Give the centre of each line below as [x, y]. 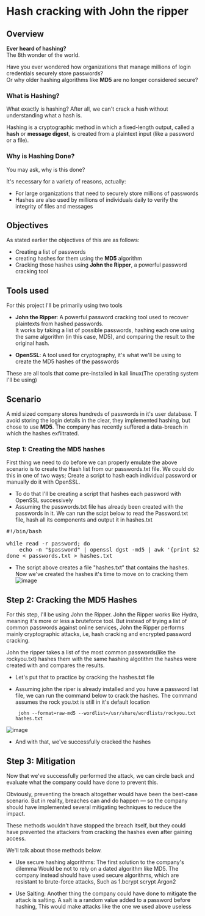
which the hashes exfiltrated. [43, 434]
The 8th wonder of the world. [43, 55]
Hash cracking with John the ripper [98, 11]
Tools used [28, 291]
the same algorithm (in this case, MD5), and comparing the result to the [105, 337]
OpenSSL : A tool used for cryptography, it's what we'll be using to [98, 355]
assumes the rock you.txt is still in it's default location [83, 702]
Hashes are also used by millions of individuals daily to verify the [96, 199]
